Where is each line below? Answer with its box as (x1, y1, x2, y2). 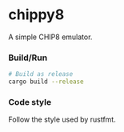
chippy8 (8, 6, 65, 24)
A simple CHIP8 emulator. (8, 32, 93, 42)
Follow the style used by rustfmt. (8, 114, 116, 125)
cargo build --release (8, 78, 84, 86)
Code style (8, 96, 52, 107)
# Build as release (8, 70, 74, 78)
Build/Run (8, 52, 48, 63)
